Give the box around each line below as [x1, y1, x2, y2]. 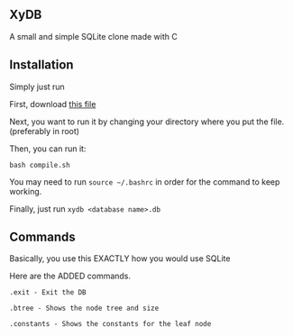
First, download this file [9, 98, 96, 109]
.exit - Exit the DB [9, 288, 87, 297]
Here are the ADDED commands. [9, 270, 132, 282]
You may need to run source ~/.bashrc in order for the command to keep [9, 176, 280, 187]
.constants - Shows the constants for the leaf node [9, 320, 212, 329]
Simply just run [9, 81, 65, 92]
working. [9, 186, 42, 196]
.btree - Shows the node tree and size [9, 304, 160, 313]
